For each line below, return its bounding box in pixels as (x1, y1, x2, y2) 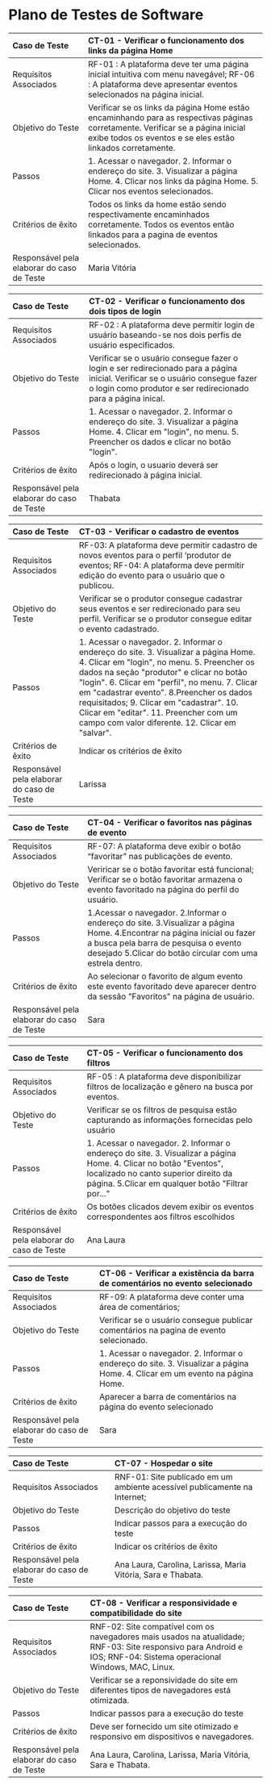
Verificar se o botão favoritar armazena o (87, 874, 244, 885)
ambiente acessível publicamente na (114, 1481, 253, 1492)
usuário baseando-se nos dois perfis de (88, 329, 242, 340)
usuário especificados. (88, 339, 176, 350)
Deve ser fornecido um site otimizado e (90, 1721, 239, 1732)
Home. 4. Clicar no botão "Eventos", (86, 1158, 224, 1169)
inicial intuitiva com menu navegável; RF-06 (87, 69, 256, 80)
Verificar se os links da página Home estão (87, 102, 250, 113)
